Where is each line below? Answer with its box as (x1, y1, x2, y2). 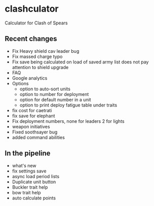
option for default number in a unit (19, 96, 92, 102)
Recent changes (5, 35, 57, 43)
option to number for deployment (19, 91, 89, 97)
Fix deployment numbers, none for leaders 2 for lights (12, 118, 125, 124)
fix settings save (12, 168, 47, 174)
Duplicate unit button (12, 179, 56, 185)
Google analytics (12, 75, 48, 81)
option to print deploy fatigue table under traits (19, 102, 118, 108)
